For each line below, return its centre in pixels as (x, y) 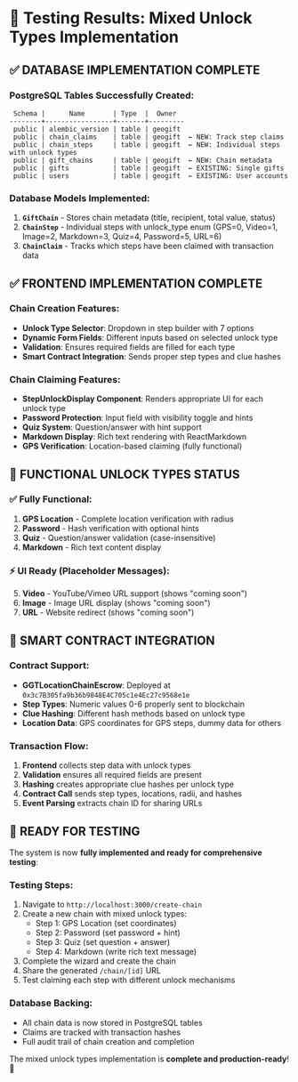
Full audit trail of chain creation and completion (108, 1041)
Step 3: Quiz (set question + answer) (103, 942)
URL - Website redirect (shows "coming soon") (108, 612)
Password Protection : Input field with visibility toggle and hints (137, 418)
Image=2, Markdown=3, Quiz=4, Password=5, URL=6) (122, 237)
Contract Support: (49, 666)
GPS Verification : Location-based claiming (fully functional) (132, 446)
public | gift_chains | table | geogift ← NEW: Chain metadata (143, 160)
